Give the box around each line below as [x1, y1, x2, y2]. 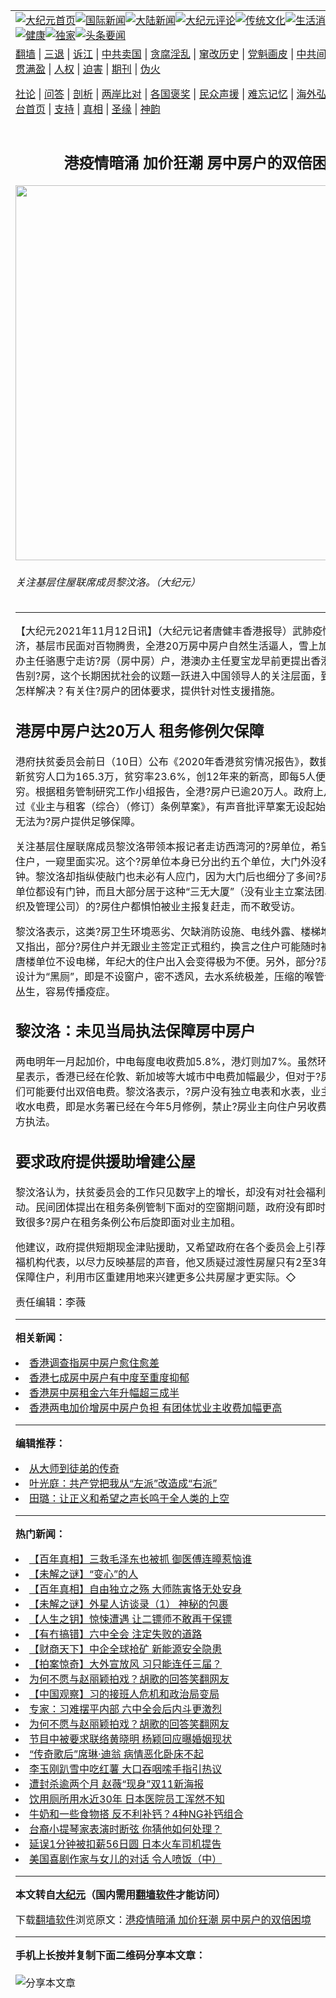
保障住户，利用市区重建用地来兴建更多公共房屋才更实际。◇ [15, 1270, 297, 1284]
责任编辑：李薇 [15, 1295, 87, 1309]
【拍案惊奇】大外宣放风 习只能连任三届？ [29, 1657, 223, 1671]
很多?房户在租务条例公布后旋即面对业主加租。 [25, 1215, 242, 1229]
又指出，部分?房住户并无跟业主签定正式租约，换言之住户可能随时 [15, 939, 322, 953]
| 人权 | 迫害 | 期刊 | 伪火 [48, 62, 161, 76]
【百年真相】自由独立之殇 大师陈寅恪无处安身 [29, 1582, 243, 1596]
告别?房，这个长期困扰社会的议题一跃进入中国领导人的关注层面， [15, 669, 322, 683]
